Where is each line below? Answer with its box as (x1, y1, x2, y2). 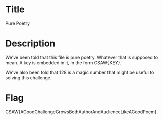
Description (5, 38, 56, 49)
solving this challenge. (5, 74, 52, 81)
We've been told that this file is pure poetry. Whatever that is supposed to (5, 54, 158, 60)
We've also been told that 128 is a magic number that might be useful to (5, 69, 154, 75)
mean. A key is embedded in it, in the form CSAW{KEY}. (5, 59, 122, 66)
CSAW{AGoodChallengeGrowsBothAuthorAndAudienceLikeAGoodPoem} (5, 109, 157, 115)
